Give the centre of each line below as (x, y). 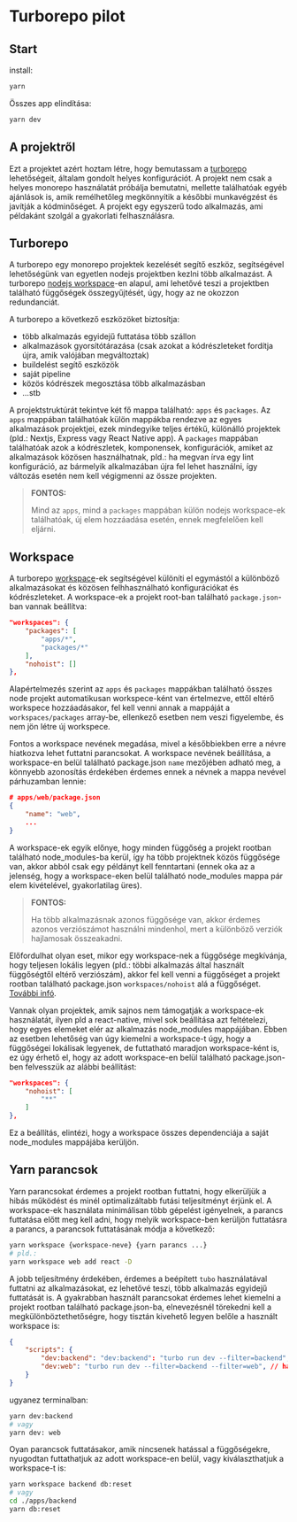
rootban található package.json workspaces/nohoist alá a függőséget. (135, 984)
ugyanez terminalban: (49, 1400)
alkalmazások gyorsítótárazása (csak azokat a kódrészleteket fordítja (148, 346)
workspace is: (34, 1325)
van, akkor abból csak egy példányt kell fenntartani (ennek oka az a (132, 866)
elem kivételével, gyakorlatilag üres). (76, 885)
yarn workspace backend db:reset (71, 1485)
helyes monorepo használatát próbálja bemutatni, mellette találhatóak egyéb (148, 187)
